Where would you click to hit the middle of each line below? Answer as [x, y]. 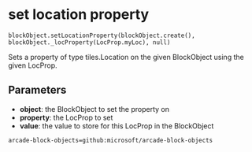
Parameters [37, 90]
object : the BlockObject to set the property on [94, 109]
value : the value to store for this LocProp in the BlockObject [117, 126]
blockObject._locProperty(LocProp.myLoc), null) [89, 42]
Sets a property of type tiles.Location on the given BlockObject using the [126, 57]
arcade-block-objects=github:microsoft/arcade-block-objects [111, 140]
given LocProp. [33, 65]
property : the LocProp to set [66, 117]
